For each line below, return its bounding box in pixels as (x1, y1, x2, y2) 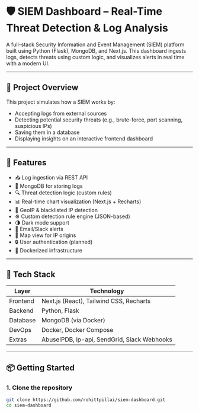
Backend (9, 306, 34, 315)
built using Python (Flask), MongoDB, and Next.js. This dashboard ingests (6, 47, 187, 54)
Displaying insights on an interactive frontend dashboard (14, 135, 153, 142)
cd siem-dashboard (6, 402, 52, 408)
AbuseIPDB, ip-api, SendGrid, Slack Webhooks (41, 335, 173, 344)
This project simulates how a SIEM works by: (6, 98, 115, 105)
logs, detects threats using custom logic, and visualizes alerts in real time (6, 53, 185, 60)
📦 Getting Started (6, 363, 75, 373)
